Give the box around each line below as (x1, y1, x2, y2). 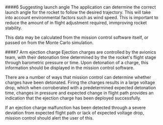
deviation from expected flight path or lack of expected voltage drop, (5, 110, 144, 116)
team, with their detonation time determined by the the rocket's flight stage (5, 54, 157, 60)
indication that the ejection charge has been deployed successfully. (5, 95, 141, 101)
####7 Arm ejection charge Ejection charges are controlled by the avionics (5, 49, 157, 55)
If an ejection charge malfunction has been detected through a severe (5, 105, 146, 110)
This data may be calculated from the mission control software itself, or (5, 34, 149, 40)
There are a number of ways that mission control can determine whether (5, 75, 151, 80)
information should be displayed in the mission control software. (5, 65, 135, 71)
